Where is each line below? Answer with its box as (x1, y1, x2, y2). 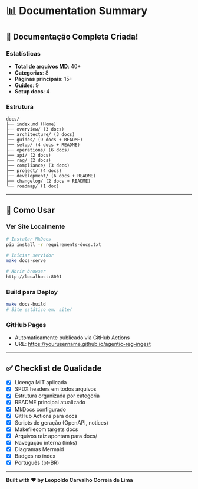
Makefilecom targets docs (14, 426, 78, 433)
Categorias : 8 (14, 69, 49, 76)
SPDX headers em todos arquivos (14, 386, 97, 393)
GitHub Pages (6, 321, 47, 329)
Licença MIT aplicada (14, 379, 67, 386)
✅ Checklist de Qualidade (6, 363, 102, 373)
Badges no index (14, 452, 56, 459)
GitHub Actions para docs (14, 412, 78, 419)
